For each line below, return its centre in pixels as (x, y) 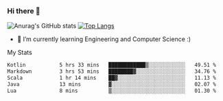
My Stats (20, 53)
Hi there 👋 (24, 11)
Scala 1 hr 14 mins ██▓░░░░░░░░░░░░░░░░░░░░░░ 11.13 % (111, 78)
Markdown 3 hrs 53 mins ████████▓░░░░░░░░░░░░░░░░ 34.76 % (111, 71)
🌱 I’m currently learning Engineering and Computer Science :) (104, 39)
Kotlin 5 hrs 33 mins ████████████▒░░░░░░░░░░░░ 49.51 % (111, 65)
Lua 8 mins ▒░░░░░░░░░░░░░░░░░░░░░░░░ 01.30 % (111, 91)
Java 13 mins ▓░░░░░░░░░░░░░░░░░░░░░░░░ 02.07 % (111, 84)
